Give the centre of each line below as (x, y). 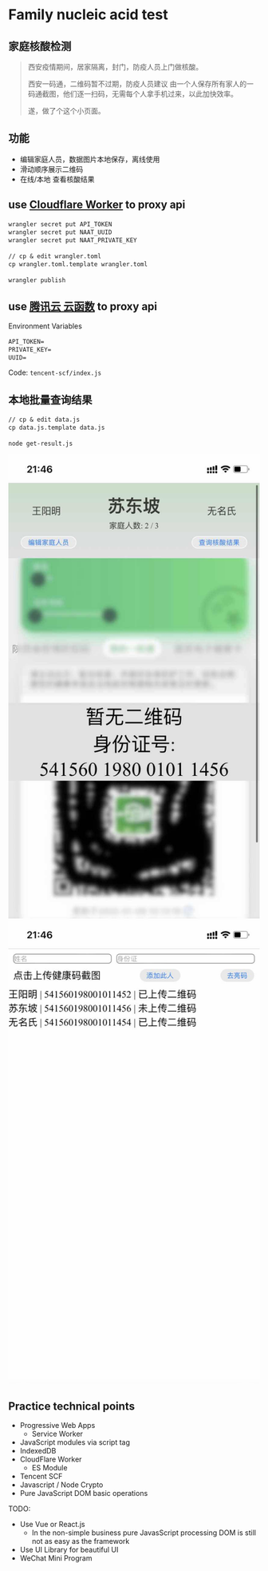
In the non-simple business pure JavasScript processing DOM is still (144, 1533)
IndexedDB (38, 1451)
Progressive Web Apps (57, 1426)
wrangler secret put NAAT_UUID (60, 232)
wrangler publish (37, 280)
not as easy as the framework (81, 1541)
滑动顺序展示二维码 (51, 169)
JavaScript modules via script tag (75, 1442)
